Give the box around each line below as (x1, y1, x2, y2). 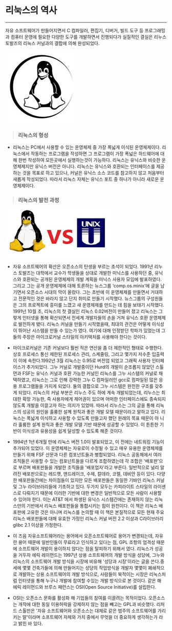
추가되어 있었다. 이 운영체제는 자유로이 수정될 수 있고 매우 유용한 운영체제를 (12, 445, 163, 451)
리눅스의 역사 (5, 5, 57, 16)
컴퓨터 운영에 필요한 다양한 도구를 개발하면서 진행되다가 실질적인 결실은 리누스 (10, 34, 167, 40)
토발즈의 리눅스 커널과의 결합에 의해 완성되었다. (5, 40, 100, 46)
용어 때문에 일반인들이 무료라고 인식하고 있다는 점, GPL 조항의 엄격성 (18, 539, 156, 545)
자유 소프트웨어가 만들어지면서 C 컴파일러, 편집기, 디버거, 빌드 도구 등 (5, 27, 144, 33)
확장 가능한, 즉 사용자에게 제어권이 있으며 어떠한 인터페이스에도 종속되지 (22, 396, 166, 402)
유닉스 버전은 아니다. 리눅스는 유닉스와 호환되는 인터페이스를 (35, 163, 155, 169)
